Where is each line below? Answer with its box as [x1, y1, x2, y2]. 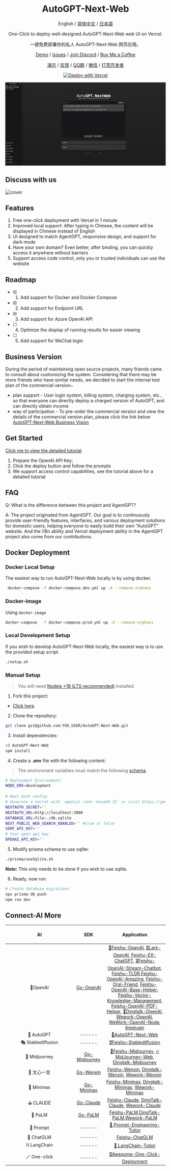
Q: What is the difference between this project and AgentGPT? [5, 502, 136, 508]
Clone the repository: [12, 712, 58, 719]
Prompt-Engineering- [113, 1122, 160, 1128]
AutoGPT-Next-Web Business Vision [12, 419, 89, 426]
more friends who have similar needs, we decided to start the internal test [5, 377, 160, 383]
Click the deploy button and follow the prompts [12, 462, 111, 469]
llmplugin [125, 1025, 145, 1031]
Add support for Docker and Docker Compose [20, 294, 117, 301]
